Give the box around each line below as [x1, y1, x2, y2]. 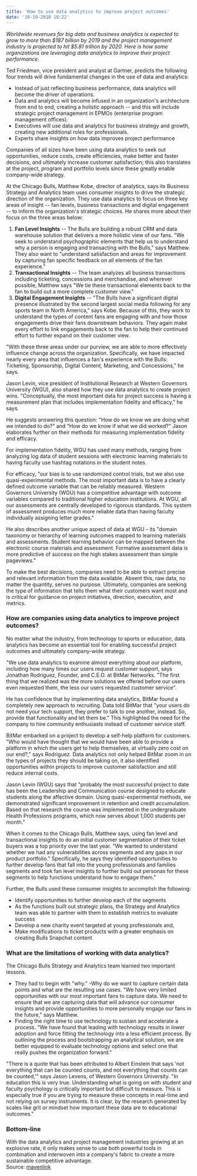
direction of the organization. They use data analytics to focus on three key [6, 195, 188, 202]
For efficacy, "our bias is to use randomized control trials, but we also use [6, 470, 184, 477]
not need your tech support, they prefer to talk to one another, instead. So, [6, 708, 186, 715]
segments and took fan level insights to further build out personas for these [6, 867, 189, 874]
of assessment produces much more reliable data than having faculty [6, 508, 175, 515]
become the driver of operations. [14, 91, 95, 98]
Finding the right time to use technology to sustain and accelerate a [14, 1017, 178, 1025]
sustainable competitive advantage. [6, 1157, 92, 1164]
